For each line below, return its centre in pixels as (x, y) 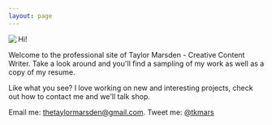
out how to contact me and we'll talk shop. (79, 96)
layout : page (30, 16)
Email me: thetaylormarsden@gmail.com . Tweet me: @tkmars (111, 112)
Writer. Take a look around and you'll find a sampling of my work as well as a (136, 63)
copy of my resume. (42, 72)
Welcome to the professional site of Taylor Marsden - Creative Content (127, 54)
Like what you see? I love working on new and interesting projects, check (131, 88)
